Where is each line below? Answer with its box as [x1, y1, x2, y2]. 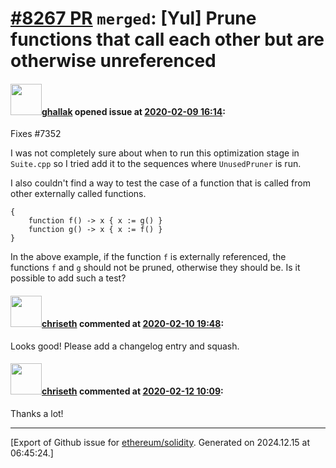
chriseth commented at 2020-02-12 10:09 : [41, 385, 224, 397]
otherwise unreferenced [10, 50, 217, 72]
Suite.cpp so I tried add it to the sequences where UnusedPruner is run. [10, 158, 302, 170]
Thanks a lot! [10, 407, 64, 419]
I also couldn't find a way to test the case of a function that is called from [10, 177, 311, 189]
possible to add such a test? [10, 272, 127, 284]
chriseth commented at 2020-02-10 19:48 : [41, 317, 225, 329]
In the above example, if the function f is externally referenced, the [10, 251, 287, 263]
